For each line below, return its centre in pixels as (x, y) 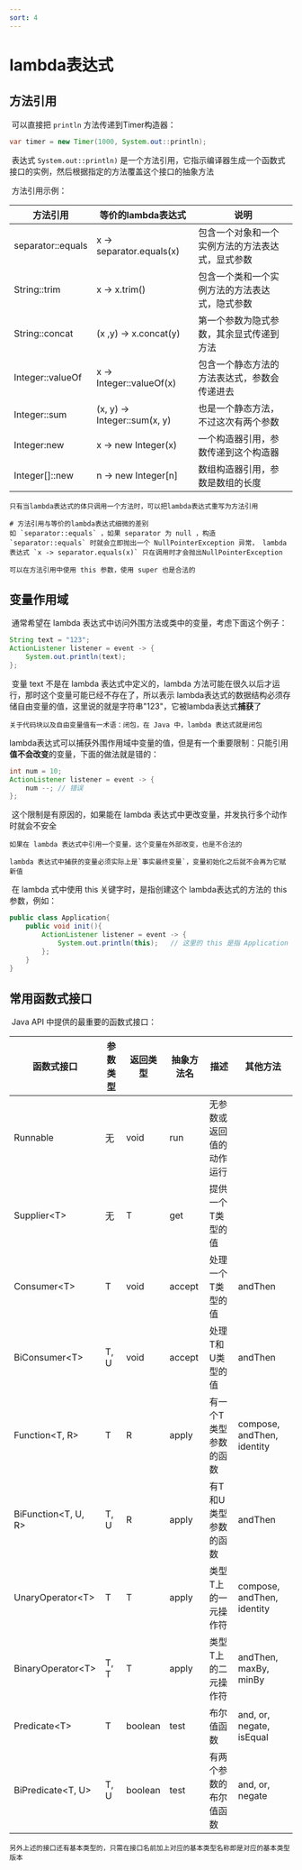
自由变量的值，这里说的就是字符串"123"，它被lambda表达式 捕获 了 (139, 706)
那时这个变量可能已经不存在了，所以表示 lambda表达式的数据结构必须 (154, 694)
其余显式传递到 (248, 334)
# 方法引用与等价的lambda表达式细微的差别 (79, 524)
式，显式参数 (226, 260)
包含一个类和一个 (235, 276)
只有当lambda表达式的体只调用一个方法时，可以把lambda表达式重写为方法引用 (134, 506)
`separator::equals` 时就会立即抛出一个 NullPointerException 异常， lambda (148, 543)
